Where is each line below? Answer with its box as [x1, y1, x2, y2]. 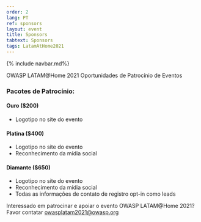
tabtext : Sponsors [6, 37, 53, 43]
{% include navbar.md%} [6, 59, 70, 67]
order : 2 [6, 9, 29, 15]
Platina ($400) [6, 130, 45, 137]
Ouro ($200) [6, 102, 39, 109]
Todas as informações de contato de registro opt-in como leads [15, 190, 176, 198]
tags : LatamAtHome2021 [6, 43, 64, 50]
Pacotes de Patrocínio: [6, 87, 75, 95]
